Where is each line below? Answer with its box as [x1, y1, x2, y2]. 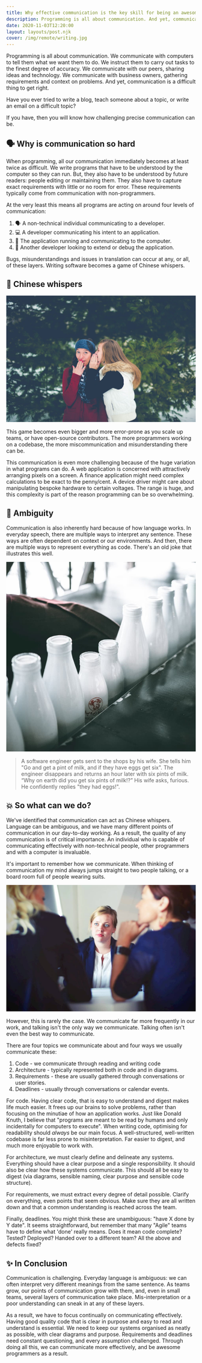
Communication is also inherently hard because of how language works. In [6, 524, 191, 531]
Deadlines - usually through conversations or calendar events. [14, 1086, 170, 1093]
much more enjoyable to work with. [6, 1142, 94, 1149]
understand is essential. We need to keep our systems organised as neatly [6, 1324, 191, 1331]
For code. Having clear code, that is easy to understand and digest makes [6, 1097, 189, 1104]
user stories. [14, 1079, 46, 1086]
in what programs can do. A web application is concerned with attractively [6, 465, 191, 472]
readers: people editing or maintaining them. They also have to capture [6, 176, 182, 184]
